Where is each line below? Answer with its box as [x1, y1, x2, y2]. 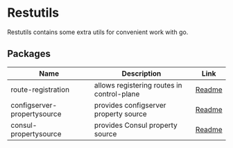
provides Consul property [94, 120, 178, 130]
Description [121, 68, 162, 78]
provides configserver [94, 100, 166, 110]
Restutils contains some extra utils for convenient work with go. [7, 28, 189, 36]
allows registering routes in [94, 80, 182, 90]
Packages [7, 48, 51, 60]
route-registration [10, 85, 70, 94]
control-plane [94, 89, 140, 99]
